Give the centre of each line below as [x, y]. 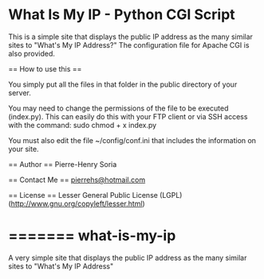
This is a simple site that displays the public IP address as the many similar [131, 37]
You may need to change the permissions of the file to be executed [118, 108]
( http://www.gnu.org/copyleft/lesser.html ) [77, 203]
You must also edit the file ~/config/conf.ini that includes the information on [132, 140]
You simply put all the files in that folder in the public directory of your [123, 84]
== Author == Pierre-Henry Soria [63, 164]
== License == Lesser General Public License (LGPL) [95, 195]
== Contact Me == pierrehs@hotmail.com [77, 180]
